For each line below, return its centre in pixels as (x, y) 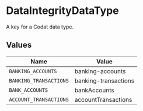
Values (19, 45)
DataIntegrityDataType (62, 11)
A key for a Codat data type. (40, 27)
